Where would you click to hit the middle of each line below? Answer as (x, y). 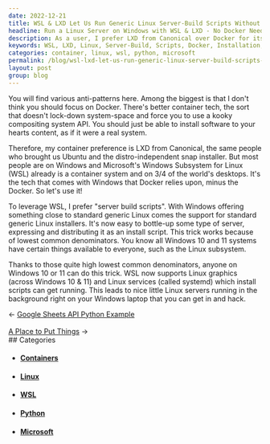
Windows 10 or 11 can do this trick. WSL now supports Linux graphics (123, 273)
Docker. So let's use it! (45, 190)
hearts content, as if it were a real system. (78, 132)
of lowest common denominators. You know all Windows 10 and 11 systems (133, 240)
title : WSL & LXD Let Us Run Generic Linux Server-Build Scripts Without (135, 23)
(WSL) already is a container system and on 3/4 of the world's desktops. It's (135, 173)
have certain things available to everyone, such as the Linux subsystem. (127, 249)
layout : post (30, 68)
